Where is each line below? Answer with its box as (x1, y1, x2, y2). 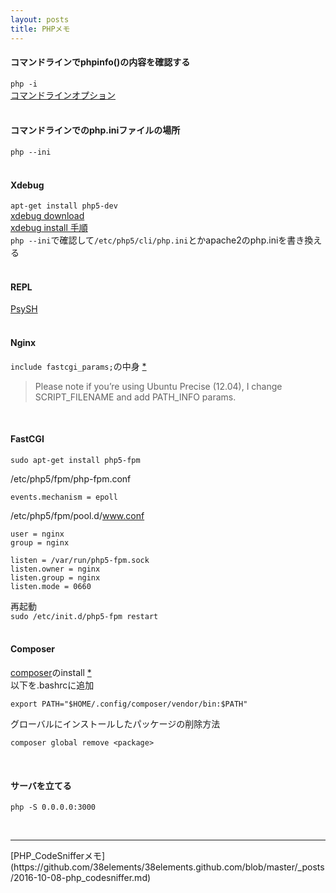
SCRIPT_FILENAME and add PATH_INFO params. (34, 391, 237, 403)
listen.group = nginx (10, 572, 101, 583)
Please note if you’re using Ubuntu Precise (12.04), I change (34, 380, 283, 392)
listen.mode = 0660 (10, 581, 92, 591)
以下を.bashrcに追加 (10, 679, 95, 691)
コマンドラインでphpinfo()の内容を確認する (10, 56, 191, 68)
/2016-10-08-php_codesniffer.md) (10, 872, 152, 884)
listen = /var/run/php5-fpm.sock (10, 555, 150, 565)
